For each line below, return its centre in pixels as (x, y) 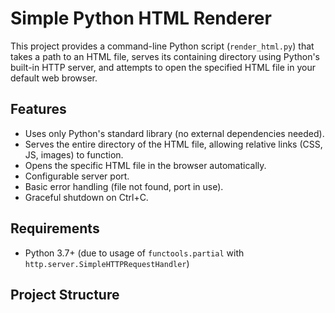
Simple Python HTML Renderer (141, 18)
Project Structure (65, 294)
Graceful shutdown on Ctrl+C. (86, 197)
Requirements (55, 228)
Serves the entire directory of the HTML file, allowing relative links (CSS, (173, 144)
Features (38, 109)
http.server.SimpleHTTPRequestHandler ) (107, 263)
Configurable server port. (77, 176)
